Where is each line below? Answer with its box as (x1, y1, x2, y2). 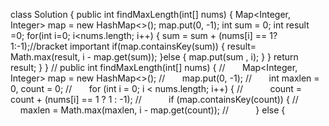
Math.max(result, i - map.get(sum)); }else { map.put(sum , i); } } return (10, 51, 299, 63)
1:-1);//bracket (10, 40, 68, 52)
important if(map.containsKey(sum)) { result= (69, 40, 257, 52)
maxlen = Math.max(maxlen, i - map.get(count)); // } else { (19, 104, 286, 116)
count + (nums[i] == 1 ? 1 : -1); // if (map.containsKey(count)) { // (10, 94, 299, 105)
